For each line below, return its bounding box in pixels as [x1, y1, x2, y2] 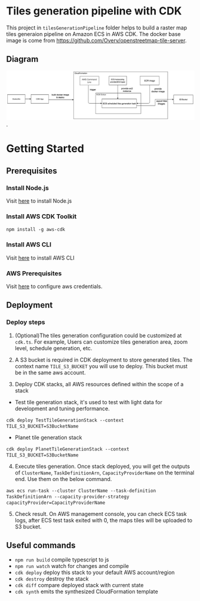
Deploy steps [6, 318, 45, 326]
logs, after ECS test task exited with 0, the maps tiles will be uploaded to [14, 516, 193, 524]
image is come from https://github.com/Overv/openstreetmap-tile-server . [6, 37, 187, 44]
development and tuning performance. [14, 405, 110, 412]
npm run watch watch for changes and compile [14, 563, 130, 570]
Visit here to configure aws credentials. [6, 283, 103, 290]
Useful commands [6, 540, 76, 550]
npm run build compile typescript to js [14, 556, 109, 563]
